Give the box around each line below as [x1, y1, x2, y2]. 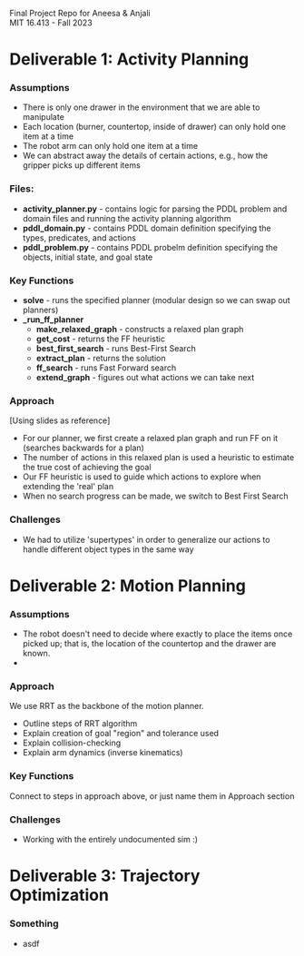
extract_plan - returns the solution [35, 353, 166, 364]
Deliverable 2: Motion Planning [9, 576, 247, 596]
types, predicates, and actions [22, 232, 136, 243]
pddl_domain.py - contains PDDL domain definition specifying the [22, 222, 271, 233]
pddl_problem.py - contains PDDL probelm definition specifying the [22, 241, 279, 252]
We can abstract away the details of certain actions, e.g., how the [22, 150, 269, 162]
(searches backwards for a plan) [22, 442, 145, 453]
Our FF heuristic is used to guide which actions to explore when [22, 471, 261, 482]
